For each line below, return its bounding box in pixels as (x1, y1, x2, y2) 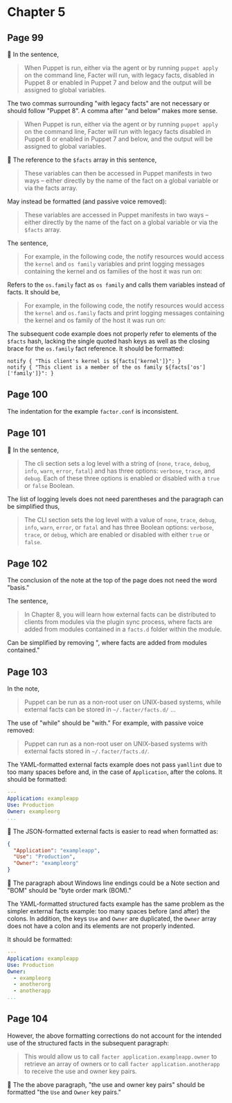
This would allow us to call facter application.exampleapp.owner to (24, 1052, 217, 1061)
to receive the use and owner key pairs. (24, 1067, 137, 1075)
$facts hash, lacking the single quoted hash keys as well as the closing (7, 337, 210, 345)
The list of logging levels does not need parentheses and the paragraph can (7, 494, 224, 503)
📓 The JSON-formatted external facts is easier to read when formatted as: (7, 827, 218, 835)
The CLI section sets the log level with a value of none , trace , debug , (24, 515, 217, 524)
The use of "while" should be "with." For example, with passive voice (7, 719, 204, 727)
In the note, (7, 684, 40, 693)
